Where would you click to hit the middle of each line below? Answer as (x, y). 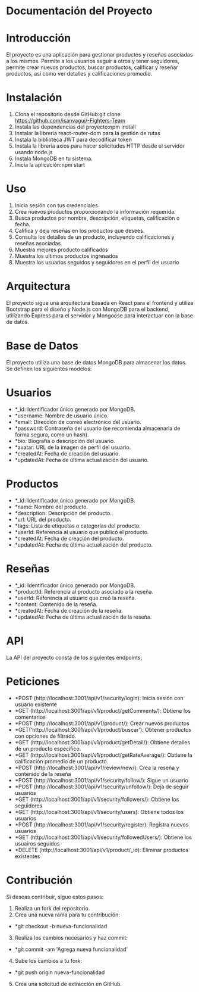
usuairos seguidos (37, 843)
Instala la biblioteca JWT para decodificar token (73, 140)
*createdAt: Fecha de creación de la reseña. (69, 610)
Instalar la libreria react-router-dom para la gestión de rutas (87, 133)
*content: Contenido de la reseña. (56, 604)
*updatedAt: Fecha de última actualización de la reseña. (83, 617)
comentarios (30, 717)
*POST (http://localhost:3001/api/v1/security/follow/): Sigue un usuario (102, 780)
